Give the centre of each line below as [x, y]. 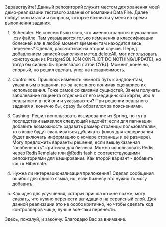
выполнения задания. [28, 23]
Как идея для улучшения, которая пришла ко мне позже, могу [79, 193]
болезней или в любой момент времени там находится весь [77, 43]
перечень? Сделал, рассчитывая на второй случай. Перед [75, 49]
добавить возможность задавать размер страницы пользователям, [84, 126]
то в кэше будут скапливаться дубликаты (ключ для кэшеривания [83, 131]
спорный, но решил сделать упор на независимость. [69, 70]
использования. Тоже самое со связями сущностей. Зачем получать [86, 90]
